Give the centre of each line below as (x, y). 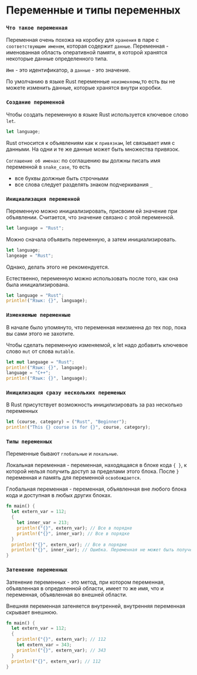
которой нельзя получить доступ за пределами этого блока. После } (93, 471)
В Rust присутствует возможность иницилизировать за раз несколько (94, 405)
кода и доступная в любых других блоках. (59, 495)
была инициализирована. (38, 284)
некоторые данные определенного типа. (57, 59)
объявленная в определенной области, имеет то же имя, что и (85, 588)
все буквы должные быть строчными (61, 178)
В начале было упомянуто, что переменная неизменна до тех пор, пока (96, 327)
